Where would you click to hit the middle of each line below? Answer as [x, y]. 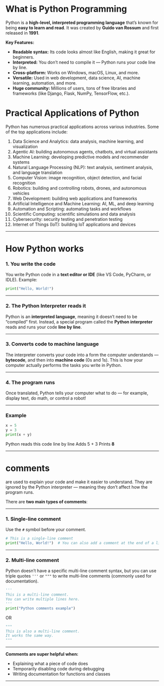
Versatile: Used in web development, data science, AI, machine [76, 78]
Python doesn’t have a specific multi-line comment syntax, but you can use [81, 571]
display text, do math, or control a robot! [46, 398]
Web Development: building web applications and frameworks [75, 198]
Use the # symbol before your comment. [46, 530]
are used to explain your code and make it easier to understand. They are [79, 482]
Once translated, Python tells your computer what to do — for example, [77, 393]
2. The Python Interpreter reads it [46, 306]
